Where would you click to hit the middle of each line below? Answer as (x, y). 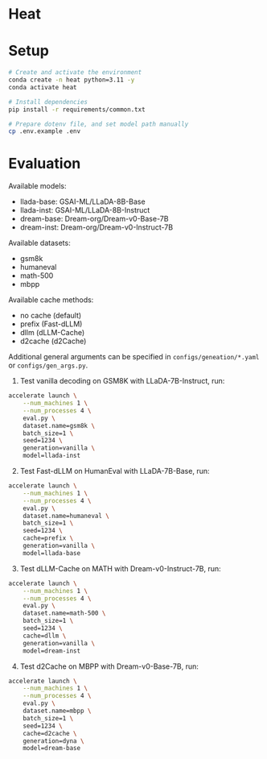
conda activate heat (43, 87)
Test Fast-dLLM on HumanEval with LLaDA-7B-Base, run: (115, 471)
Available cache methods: (51, 300)
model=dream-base (52, 749)
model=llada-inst (52, 456)
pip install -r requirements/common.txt (77, 110)
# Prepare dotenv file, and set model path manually (99, 124)
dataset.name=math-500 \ (64, 613)
